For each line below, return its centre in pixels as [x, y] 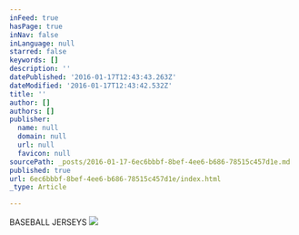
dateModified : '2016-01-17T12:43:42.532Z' [91, 86]
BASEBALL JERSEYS [49, 222]
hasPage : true [36, 26]
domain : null [42, 137]
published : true [40, 170]
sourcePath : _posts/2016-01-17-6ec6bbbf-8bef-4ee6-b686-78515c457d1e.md [150, 162]
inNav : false [34, 35]
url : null [36, 145]
